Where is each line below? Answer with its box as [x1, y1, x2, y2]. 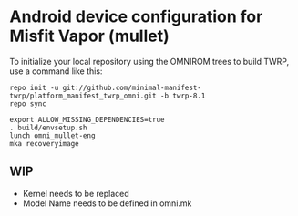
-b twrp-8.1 [159, 91, 206, 100]
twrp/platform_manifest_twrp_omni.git [9, 91, 157, 100]
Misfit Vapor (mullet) [9, 26, 170, 46]
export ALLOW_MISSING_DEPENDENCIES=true [9, 115, 166, 124]
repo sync [9, 98, 47, 108]
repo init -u [9, 83, 59, 92]
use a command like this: [9, 66, 103, 77]
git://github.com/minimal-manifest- [62, 83, 202, 92]
